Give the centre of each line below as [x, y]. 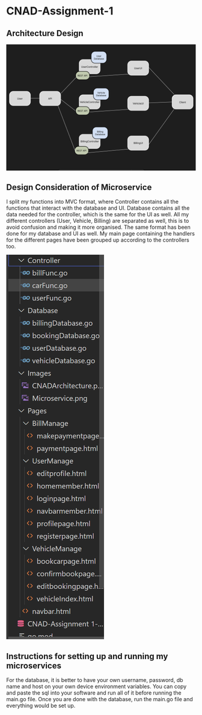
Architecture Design [45, 33]
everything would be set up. [41, 706]
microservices [34, 665]
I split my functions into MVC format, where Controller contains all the [93, 202]
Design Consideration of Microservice [79, 187]
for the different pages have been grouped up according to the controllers [98, 240]
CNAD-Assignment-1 [60, 11]
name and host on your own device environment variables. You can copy [96, 687]
